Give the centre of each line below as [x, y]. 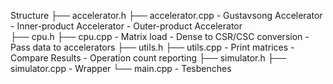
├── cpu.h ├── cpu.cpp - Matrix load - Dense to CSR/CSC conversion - [160, 36]
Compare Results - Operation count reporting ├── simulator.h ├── [148, 58]
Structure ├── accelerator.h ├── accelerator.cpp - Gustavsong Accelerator [166, 15]
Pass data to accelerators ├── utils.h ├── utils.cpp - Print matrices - [152, 47]
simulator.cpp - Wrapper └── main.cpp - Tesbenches [121, 68]
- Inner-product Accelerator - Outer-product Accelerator [126, 26]
